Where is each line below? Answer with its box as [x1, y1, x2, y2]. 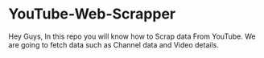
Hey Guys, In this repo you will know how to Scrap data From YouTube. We [8, 31, 256, 41]
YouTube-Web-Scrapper [8, 5, 175, 23]
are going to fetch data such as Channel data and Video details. [8, 39, 219, 49]
